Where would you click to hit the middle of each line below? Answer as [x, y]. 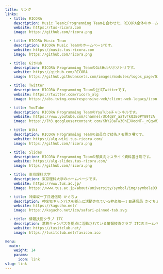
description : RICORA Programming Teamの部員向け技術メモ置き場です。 [80, 134]
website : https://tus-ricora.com [48, 28]
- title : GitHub [26, 63]
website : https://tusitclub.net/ [48, 228]
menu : [10, 241]
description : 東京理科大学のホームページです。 [57, 179]
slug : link [16, 264]
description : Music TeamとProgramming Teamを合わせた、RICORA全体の [81, 23]
